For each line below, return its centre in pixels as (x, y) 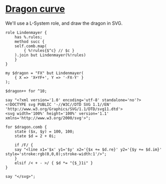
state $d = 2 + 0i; (35, 136)
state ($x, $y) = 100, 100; (44, 132)
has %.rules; (29, 37)
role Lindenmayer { (26, 32)
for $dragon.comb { (26, 127)
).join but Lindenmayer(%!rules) (50, 55)
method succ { (30, 42)
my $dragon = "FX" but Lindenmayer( (44, 73)
